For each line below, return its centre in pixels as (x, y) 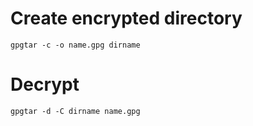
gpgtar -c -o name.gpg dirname (75, 45)
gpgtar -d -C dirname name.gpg (75, 111)
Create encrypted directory (126, 18)
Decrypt (45, 84)
